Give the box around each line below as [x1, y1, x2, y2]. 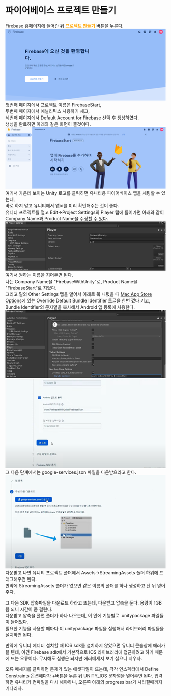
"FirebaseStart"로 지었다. [5, 285, 57, 291]
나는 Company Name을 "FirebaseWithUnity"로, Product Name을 [5, 278, 138, 284]
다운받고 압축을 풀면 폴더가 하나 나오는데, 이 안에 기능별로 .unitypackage [5, 612, 151, 618]
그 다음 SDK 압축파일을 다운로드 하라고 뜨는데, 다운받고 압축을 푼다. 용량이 [5, 599, 153, 606]
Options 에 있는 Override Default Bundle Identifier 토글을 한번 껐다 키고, [5, 297, 150, 304]
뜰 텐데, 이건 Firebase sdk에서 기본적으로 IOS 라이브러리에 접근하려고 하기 [5, 648, 154, 655]
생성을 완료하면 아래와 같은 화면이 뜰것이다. [5, 121, 91, 127]
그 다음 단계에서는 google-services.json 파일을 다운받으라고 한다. [5, 469, 136, 475]
